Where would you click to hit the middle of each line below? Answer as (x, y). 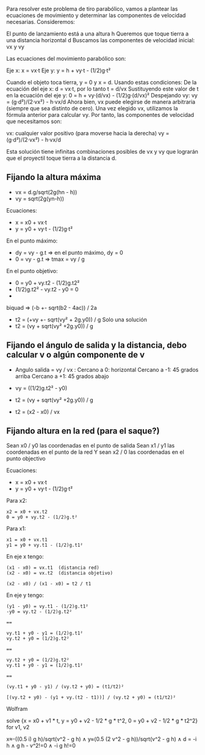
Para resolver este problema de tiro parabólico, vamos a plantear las (92, 9)
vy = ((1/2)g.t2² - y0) (41, 388)
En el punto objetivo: (32, 271)
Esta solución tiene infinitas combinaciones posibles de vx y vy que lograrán (102, 152)
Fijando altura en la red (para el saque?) (83, 431)
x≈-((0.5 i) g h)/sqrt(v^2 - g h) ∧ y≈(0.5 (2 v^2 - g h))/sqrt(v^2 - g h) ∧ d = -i (102, 739)
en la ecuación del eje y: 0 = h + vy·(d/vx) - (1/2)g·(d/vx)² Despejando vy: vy (102, 95)
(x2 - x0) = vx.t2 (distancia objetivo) (60, 573)
